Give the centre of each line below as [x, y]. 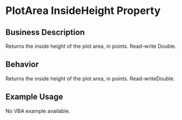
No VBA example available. [38, 111]
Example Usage [34, 97]
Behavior [22, 64]
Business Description [45, 32]
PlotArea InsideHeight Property [83, 11]
